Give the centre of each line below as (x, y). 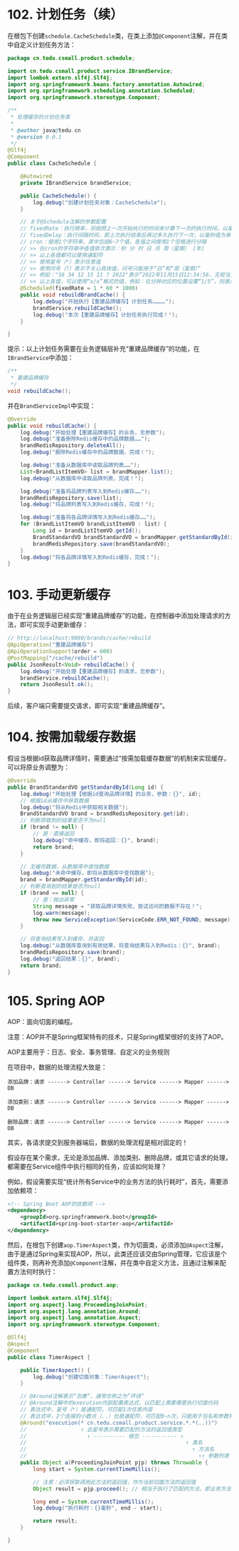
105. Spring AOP (56, 1001)
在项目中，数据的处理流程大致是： (57, 1067)
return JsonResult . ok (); (57, 685)
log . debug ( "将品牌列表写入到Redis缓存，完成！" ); (87, 505)
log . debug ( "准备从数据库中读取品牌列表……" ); (80, 465)
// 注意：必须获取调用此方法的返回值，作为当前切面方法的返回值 (115, 1482)
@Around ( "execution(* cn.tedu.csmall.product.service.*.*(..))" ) (119, 1423)
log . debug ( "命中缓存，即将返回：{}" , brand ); (96, 840)
